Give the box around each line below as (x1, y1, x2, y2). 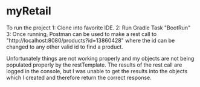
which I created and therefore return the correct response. (6, 74, 152, 81)
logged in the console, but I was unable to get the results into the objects (6, 67, 188, 74)
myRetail (6, 4, 51, 18)
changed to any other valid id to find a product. (6, 43, 124, 50)
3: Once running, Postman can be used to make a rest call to (6, 30, 157, 37)
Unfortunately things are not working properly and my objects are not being (6, 55, 195, 62)
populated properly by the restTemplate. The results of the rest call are (6, 61, 182, 68)
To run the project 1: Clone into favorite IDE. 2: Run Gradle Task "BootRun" (6, 24, 191, 31)
